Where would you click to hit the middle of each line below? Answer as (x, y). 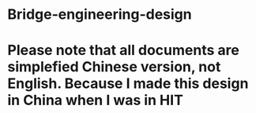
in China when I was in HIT (95, 100)
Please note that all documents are (124, 51)
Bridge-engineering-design (100, 15)
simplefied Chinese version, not (114, 67)
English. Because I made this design (128, 84)
